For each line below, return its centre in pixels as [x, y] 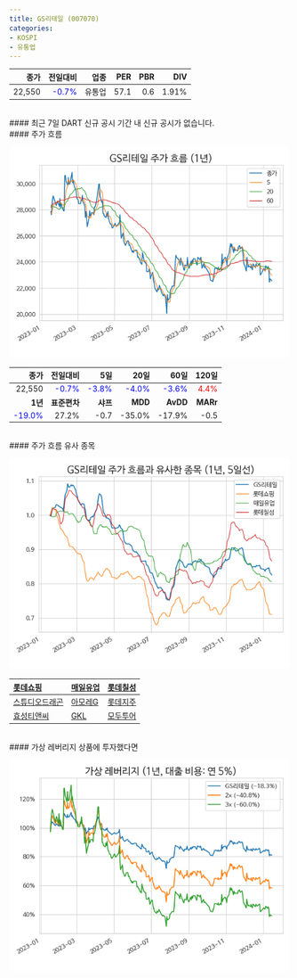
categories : [31, 28]
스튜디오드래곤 [38, 702]
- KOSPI [24, 37]
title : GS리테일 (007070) [54, 19]
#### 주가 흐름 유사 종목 [52, 446]
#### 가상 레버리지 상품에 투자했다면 [74, 747]
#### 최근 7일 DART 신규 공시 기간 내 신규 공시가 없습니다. [112, 123]
